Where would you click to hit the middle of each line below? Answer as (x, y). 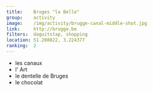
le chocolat (29, 82)
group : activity (31, 18)
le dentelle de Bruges (41, 76)
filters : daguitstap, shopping (47, 35)
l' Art (21, 69)
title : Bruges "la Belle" (43, 12)
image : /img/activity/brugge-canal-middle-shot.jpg (77, 23)
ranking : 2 (21, 46)
